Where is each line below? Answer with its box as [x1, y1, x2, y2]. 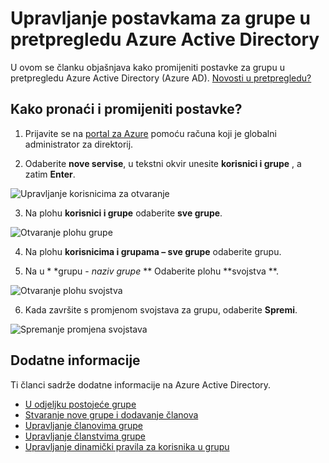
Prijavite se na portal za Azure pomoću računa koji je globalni [24, 127, 277, 139]
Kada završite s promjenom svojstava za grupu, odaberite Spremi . [24, 303, 298, 316]
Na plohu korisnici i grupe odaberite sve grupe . [24, 207, 223, 219]
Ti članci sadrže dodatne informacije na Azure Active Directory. [10, 378, 272, 391]
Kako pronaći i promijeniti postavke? [10, 101, 243, 118]
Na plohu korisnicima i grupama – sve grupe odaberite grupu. [24, 245, 282, 257]
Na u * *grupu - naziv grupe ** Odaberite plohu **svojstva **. [24, 265, 279, 277]
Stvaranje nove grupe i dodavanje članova [24, 408, 199, 421]
